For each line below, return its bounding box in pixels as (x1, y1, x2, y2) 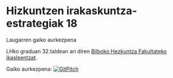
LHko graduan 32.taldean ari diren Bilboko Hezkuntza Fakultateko (6, 47, 167, 54)
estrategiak (6, 17, 64, 30)
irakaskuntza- (66, 4, 137, 18)
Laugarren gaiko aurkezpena (6, 36, 77, 43)
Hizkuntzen (6, 4, 64, 18)
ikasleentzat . (6, 54, 37, 61)
